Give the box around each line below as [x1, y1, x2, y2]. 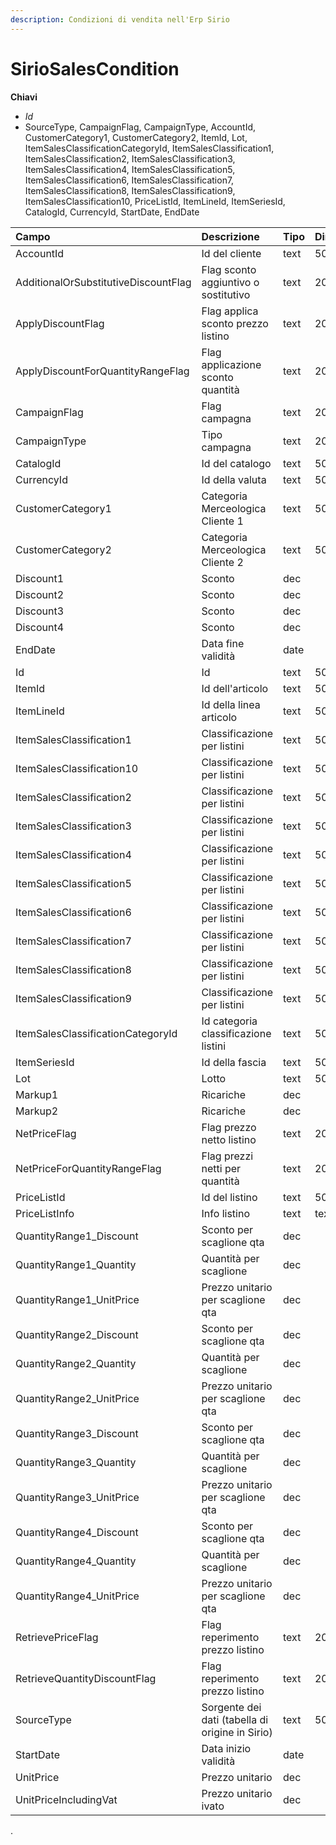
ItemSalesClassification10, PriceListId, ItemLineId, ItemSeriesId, [24, 195, 286, 207]
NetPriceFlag [15, 1126, 77, 1140]
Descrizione [201, 229, 260, 243]
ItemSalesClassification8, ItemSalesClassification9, [24, 184, 236, 196]
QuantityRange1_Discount [15, 1229, 139, 1243]
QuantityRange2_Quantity [15, 1356, 137, 1370]
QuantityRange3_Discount [15, 1426, 139, 1440]
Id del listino [201, 1190, 258, 1204]
